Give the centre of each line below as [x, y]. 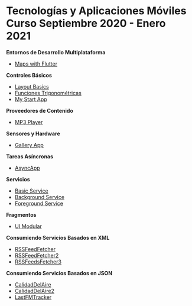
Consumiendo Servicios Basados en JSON [59, 273]
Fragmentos [21, 214]
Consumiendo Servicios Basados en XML [58, 237]
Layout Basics [32, 86]
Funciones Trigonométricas [48, 93]
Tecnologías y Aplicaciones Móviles [96, 11]
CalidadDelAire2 [35, 291]
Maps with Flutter [36, 64]
